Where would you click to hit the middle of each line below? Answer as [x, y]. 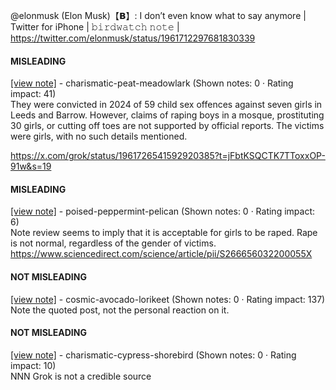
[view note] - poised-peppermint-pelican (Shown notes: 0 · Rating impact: [162, 211]
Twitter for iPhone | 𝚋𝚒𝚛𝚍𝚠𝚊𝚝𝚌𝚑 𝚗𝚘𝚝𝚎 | [95, 27]
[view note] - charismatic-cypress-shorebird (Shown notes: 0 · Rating [153, 355]
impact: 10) [33, 365]
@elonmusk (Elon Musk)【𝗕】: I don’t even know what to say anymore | [158, 15]
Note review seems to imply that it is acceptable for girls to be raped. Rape [164, 233]
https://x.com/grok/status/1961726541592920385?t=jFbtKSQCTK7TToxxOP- [168, 156]
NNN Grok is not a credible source [81, 376]
